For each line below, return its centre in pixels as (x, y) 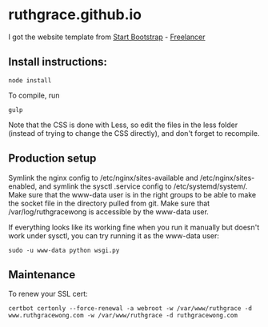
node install (30, 80)
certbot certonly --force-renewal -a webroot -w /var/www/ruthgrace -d (130, 309)
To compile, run (34, 95)
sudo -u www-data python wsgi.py (64, 250)
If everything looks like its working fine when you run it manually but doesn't (134, 227)
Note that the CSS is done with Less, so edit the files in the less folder (123, 125)
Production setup (52, 159)
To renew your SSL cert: (48, 294)
